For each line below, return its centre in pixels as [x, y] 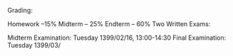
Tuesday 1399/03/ [34, 45]
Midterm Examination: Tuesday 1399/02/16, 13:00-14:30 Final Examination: [117, 38]
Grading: [20, 10]
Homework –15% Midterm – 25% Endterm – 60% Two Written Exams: [109, 24]
